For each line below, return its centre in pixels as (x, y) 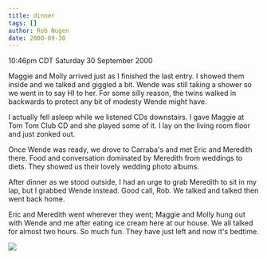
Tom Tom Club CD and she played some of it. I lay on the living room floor (130, 126)
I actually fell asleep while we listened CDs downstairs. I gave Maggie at (126, 118)
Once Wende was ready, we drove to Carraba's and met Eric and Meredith (130, 149)
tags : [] (23, 23)
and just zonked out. (42, 134)
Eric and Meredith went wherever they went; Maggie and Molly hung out (127, 215)
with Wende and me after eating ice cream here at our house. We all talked (131, 223)
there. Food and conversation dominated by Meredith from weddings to (126, 158)
